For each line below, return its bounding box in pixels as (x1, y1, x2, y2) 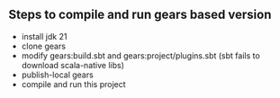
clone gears (21, 40, 67, 51)
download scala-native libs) (21, 59, 125, 70)
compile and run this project (21, 78, 127, 89)
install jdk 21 (21, 31, 68, 41)
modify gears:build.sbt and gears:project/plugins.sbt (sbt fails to (21, 49, 260, 61)
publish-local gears (21, 69, 94, 80)
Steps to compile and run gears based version (8, 7, 272, 22)
